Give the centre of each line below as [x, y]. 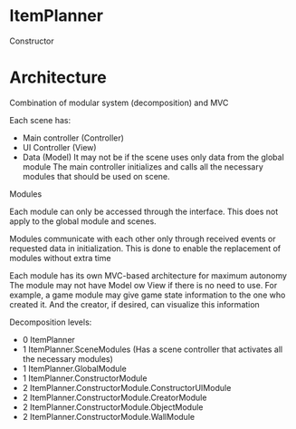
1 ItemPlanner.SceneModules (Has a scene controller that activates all [153, 349]
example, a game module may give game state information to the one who [148, 295]
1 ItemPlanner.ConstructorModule [85, 378]
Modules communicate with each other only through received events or [143, 239]
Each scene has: [40, 120]
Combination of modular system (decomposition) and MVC [119, 102]
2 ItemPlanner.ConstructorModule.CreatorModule [115, 397]
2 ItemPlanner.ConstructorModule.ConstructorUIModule [127, 387]
